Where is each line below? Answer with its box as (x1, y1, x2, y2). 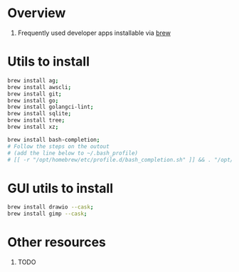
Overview (7, 5, 66, 21)
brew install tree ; (7, 117, 65, 124)
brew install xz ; (7, 123, 59, 130)
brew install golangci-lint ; (7, 103, 94, 111)
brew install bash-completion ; (7, 136, 100, 143)
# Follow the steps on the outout (7, 142, 110, 150)
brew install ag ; (7, 77, 59, 84)
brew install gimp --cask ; (7, 210, 87, 218)
